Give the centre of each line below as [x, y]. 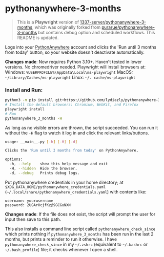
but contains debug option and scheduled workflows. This [97, 32]
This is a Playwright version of [48, 22]
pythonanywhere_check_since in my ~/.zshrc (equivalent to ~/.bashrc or [76, 244]
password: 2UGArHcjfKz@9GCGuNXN [38, 205]
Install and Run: [24, 90]
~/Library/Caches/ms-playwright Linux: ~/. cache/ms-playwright [70, 77]
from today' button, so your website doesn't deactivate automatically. [75, 52]
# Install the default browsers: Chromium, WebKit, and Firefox [72, 105]
